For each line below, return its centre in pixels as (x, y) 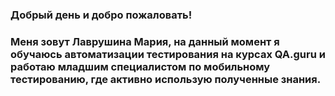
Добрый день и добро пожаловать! (101, 15)
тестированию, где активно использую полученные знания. (166, 79)
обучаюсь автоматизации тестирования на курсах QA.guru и (168, 54)
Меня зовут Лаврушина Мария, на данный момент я (145, 41)
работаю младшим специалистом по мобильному (140, 66)
